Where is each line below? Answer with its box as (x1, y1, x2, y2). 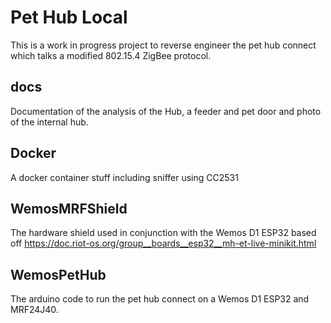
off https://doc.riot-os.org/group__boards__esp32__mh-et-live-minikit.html (10, 237, 317, 250)
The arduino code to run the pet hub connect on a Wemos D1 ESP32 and (10, 293, 310, 305)
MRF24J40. (10, 304, 59, 316)
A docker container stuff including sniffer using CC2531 (10, 171, 239, 183)
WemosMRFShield (10, 200, 128, 217)
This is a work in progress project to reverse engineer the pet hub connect (10, 39, 317, 51)
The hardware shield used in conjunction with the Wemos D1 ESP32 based (10, 227, 317, 239)
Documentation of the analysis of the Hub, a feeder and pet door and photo (10, 105, 322, 117)
